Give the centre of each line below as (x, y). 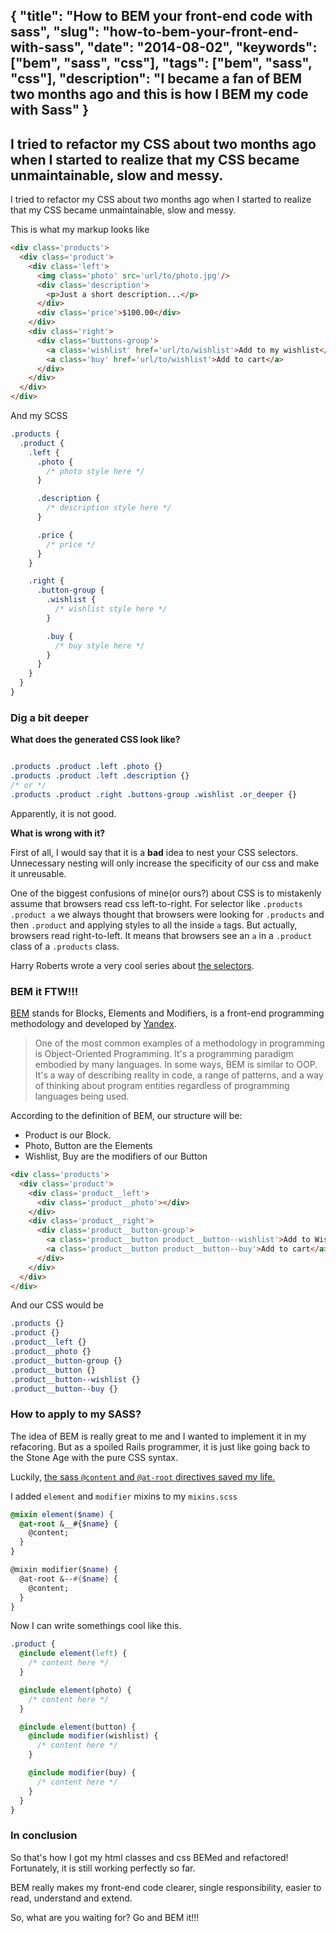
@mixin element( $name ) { (62, 1514)
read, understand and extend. (71, 1898)
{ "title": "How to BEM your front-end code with (161, 16)
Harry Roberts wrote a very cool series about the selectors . (132, 965)
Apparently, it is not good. (63, 813)
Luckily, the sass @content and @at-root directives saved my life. (143, 1476)
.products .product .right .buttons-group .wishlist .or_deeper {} (154, 794)
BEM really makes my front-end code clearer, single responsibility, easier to (166, 1887)
